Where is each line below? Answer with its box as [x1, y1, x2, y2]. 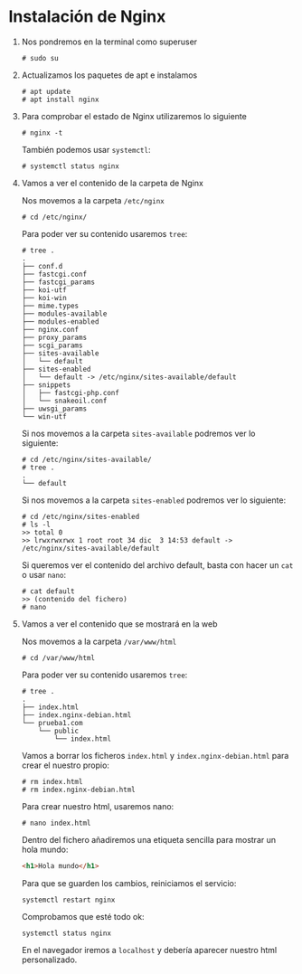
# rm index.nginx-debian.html [21, 785, 137, 794]
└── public [38, 726, 80, 735]
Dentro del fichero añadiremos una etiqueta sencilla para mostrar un [21, 834, 277, 845]
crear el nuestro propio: [21, 760, 110, 771]
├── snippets [21, 380, 71, 390]
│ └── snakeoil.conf [21, 396, 108, 405]
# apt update [21, 87, 71, 96]
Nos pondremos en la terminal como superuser [21, 36, 198, 47]
